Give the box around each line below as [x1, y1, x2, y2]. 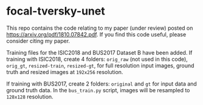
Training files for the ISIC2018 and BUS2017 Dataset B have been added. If [6, 49, 193, 56]
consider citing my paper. [6, 37, 71, 44]
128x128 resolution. [6, 93, 53, 100]
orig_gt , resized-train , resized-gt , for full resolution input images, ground [6, 62, 194, 69]
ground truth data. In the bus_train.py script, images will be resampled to [6, 86, 190, 93]
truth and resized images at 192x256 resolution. [6, 68, 123, 75]
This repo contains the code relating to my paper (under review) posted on [6, 24, 193, 32]
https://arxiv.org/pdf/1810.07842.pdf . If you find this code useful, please [6, 30, 187, 38]
